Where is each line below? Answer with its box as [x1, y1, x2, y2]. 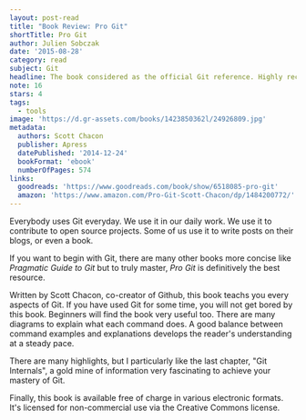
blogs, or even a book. [9, 235, 94, 245]
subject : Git [9, 65, 59, 74]
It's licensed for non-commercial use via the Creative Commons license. [9, 402, 280, 413]
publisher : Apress [17, 140, 88, 149]
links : [9, 174, 35, 183]
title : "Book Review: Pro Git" [9, 22, 128, 31]
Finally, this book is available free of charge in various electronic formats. [9, 393, 284, 403]
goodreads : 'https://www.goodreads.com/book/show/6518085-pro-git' [17, 183, 280, 192]
